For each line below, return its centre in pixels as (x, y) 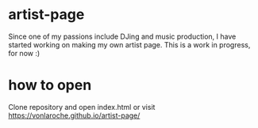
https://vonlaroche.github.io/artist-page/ (74, 115)
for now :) (24, 53)
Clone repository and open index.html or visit (82, 107)
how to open (50, 85)
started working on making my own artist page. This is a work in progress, (129, 44)
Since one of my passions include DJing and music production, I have (122, 36)
